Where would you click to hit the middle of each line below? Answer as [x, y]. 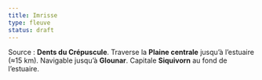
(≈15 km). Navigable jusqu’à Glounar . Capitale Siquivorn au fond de [118, 60]
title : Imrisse [33, 15]
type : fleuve [29, 23]
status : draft [31, 30]
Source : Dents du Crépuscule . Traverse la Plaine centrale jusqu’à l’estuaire [131, 53]
